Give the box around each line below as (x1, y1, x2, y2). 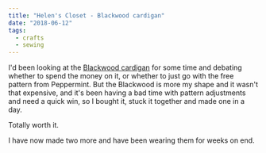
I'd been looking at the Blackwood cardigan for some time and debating (8, 63, 242, 72)
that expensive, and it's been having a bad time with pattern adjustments (8, 88, 246, 98)
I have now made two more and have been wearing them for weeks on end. (8, 136, 256, 145)
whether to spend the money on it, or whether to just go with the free (8, 71, 234, 81)
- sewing (15, 41, 44, 49)
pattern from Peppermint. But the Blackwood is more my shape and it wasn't (8, 80, 258, 90)
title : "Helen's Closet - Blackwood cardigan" (8, 11, 165, 20)
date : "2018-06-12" (8, 19, 73, 27)
